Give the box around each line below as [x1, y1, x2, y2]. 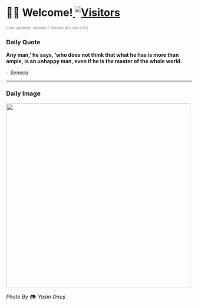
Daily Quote [6, 38, 41, 46]
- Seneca [6, 69, 29, 76]
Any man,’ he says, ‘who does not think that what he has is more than [6, 51, 179, 58]
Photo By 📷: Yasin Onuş [6, 293, 66, 300]
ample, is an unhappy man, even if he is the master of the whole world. [6, 58, 183, 65]
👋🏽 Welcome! [6, 6, 73, 19]
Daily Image [6, 89, 41, 97]
